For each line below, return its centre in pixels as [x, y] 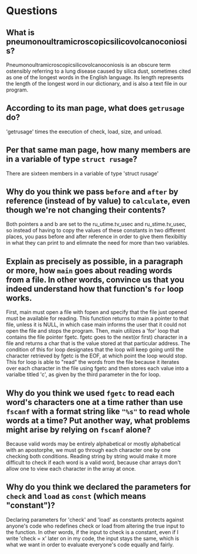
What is [21, 33]
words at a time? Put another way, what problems [98, 420]
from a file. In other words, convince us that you [95, 280]
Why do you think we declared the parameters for [98, 487]
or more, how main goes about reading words [89, 270]
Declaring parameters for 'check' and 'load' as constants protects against [95, 519]
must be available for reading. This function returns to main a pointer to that [97, 319]
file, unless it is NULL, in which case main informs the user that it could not [96, 325]
